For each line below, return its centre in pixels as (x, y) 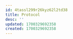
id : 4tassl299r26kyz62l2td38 (36, 10)
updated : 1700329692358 (31, 24)
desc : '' (15, 19)
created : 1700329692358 (31, 29)
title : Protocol (23, 15)
